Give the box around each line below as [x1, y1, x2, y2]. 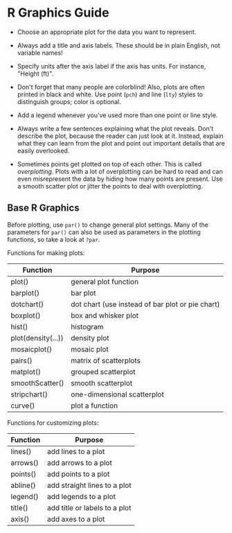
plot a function [71, 401, 118, 410]
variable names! [17, 49, 64, 57]
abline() [10, 480, 36, 490]
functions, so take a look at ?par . [7, 235, 100, 243]
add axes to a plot [47, 514, 105, 524]
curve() [10, 401, 35, 410]
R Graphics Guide [7, 5, 109, 21]
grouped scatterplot [71, 367, 136, 376]
